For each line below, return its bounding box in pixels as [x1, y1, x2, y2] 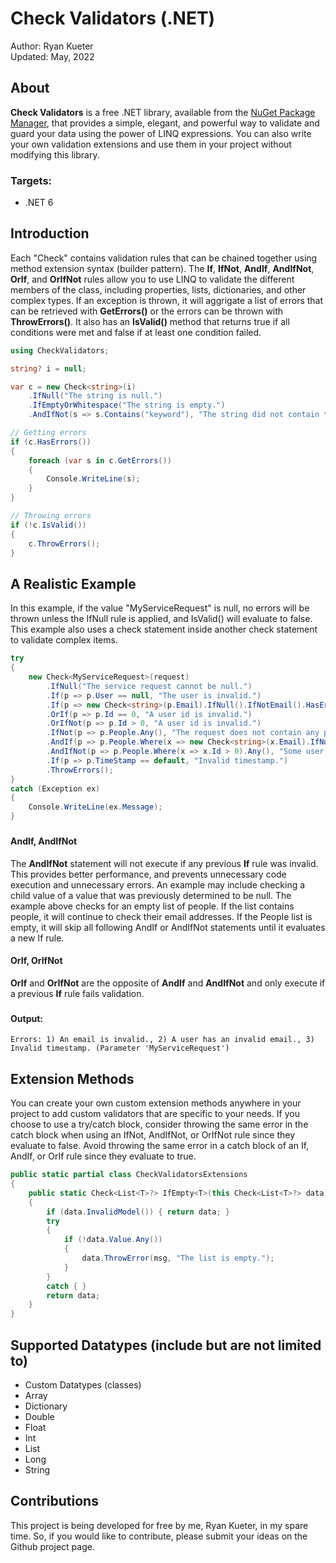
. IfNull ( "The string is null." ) [28, 391, 163, 401]
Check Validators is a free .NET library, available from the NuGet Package [10, 106, 316, 118]
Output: [10, 1012, 43, 1024]
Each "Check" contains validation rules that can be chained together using [10, 252, 318, 264]
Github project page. [10, 1540, 95, 1552]
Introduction [10, 225, 90, 242]
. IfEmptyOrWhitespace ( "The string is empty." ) [28, 400, 226, 411]
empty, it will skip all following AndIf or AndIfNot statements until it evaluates [10, 921, 326, 933]
